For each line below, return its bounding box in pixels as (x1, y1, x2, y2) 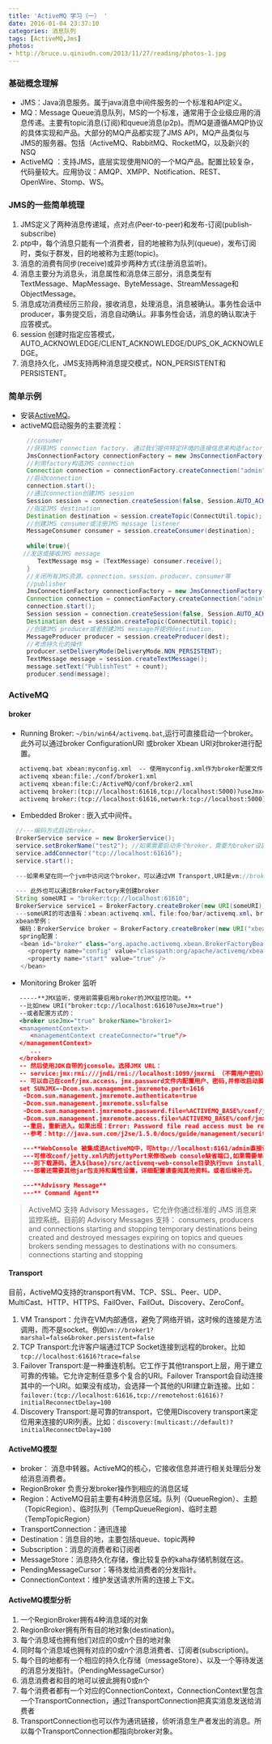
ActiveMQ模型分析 (8, 1595, 71, 1605)
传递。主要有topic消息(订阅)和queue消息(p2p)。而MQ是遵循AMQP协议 (27, 118, 264, 128)
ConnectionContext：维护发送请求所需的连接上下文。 (19, 1575, 199, 1584)
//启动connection (26, 475, 83, 483)
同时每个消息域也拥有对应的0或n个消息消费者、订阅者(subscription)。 (19, 1645, 253, 1655)
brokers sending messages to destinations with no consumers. (28, 1241, 238, 1251)
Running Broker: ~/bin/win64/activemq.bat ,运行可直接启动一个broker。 (19, 728, 257, 738)
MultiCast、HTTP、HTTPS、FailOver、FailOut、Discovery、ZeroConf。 (8, 1298, 249, 1307)
